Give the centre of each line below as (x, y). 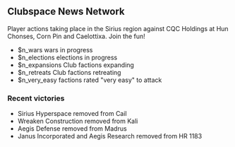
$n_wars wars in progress (55, 49)
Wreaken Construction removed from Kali (78, 121)
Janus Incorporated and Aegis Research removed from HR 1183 (110, 136)
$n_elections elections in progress (67, 57)
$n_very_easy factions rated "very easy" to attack (90, 80)
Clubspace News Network (66, 12)
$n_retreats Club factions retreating (69, 72)
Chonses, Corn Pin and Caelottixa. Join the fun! (77, 36)
